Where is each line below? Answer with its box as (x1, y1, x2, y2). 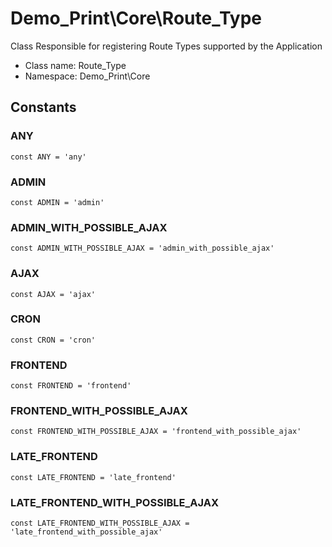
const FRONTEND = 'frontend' (10, 381, 132, 391)
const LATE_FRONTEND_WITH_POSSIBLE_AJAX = (10, 518, 190, 528)
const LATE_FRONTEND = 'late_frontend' (10, 472, 177, 482)
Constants (10, 99, 77, 116)
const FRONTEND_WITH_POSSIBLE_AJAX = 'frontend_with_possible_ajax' (10, 427, 302, 437)
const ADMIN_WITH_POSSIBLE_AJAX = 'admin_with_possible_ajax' (10, 243, 275, 254)
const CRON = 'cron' (10, 335, 97, 345)
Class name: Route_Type (24, 59, 127, 71)
